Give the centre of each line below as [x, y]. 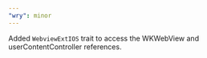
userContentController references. [65, 46]
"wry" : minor [30, 15]
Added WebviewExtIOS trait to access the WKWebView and [103, 38]
